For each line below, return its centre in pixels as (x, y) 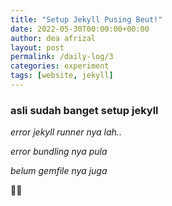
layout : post (37, 47)
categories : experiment (60, 66)
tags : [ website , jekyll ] (62, 76)
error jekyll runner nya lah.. (66, 132)
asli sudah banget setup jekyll (84, 110)
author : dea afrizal (53, 38)
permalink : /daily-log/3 (62, 57)
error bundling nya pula (59, 152)
